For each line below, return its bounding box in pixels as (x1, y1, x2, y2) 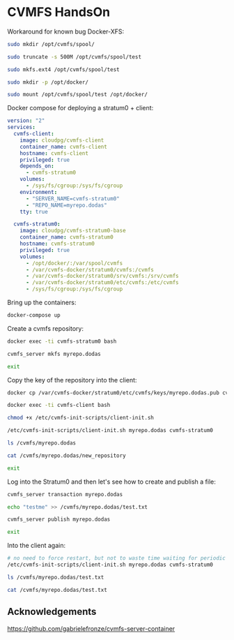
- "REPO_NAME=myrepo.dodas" (25, 202, 108, 209)
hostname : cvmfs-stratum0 (19, 240, 95, 248)
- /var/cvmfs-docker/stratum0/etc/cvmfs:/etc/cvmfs (25, 279, 179, 286)
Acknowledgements (7, 606, 97, 618)
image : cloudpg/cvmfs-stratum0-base (19, 228, 127, 235)
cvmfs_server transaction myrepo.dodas (7, 491, 123, 498)
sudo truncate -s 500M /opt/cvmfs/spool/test (7, 53, 141, 60)
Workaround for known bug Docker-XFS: (7, 27, 125, 36)
